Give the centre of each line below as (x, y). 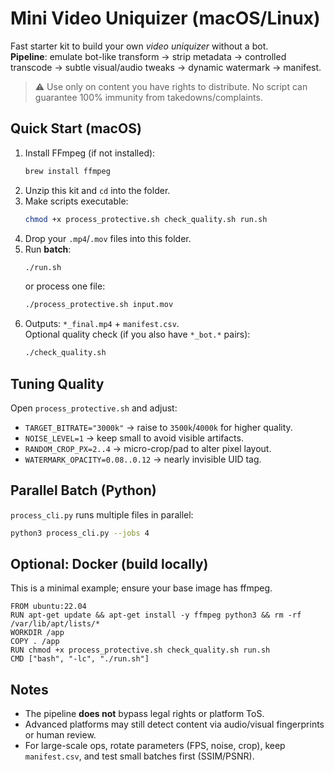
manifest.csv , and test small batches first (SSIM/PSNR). (139, 756)
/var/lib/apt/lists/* (55, 624)
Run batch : (48, 249)
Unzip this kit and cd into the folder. (97, 190)
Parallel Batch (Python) (83, 490)
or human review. (60, 735)
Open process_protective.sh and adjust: (94, 408)
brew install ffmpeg (67, 171)
